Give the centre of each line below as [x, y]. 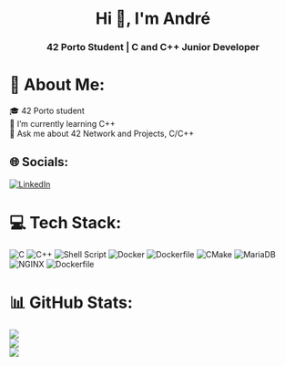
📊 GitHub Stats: [71, 303]
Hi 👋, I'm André [153, 19]
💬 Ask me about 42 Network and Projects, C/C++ [102, 134]
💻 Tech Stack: [66, 223]
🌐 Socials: [39, 162]
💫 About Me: [57, 85]
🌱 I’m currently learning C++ [62, 124]
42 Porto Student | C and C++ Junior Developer [153, 47]
